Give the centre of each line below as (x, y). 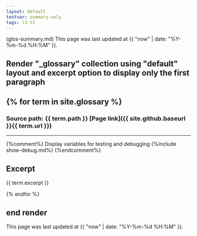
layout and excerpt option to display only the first (98, 73)
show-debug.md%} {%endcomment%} (54, 151)
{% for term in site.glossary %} (64, 102)
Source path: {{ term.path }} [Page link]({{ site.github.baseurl (96, 119)
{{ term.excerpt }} (28, 183)
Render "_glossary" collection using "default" (92, 64)
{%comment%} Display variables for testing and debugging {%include (91, 144)
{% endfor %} (23, 194)
